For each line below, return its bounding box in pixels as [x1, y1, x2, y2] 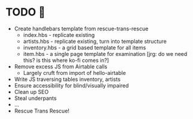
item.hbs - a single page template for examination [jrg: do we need [23, 50, 188, 57]
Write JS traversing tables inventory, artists [14, 76, 121, 83]
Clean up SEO [14, 88, 49, 95]
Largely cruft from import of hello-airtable [23, 69, 126, 76]
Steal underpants [14, 95, 57, 102]
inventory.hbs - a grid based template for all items [23, 44, 146, 51]
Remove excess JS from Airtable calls [14, 62, 108, 70]
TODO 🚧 [5, 5, 46, 19]
